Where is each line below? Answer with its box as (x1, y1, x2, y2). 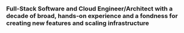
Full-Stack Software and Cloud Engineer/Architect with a (6, 5, 173, 13)
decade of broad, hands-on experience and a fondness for (6, 12, 178, 20)
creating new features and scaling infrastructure (6, 19, 150, 27)
